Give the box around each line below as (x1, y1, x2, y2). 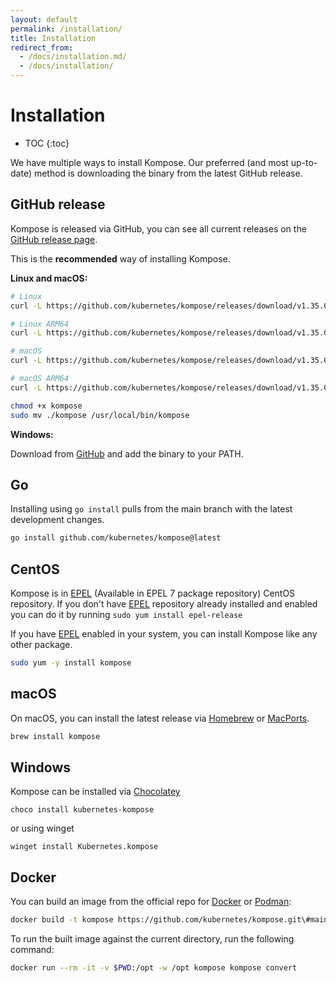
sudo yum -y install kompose (10, 658, 132, 668)
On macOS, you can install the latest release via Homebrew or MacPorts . (10, 712, 310, 724)
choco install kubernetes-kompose (10, 805, 155, 815)
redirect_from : (10, 42, 74, 53)
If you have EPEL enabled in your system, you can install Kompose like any (10, 628, 318, 640)
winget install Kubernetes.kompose (10, 842, 159, 852)
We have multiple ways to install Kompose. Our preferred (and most (10, 156, 289, 168)
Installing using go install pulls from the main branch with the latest (10, 503, 293, 515)
